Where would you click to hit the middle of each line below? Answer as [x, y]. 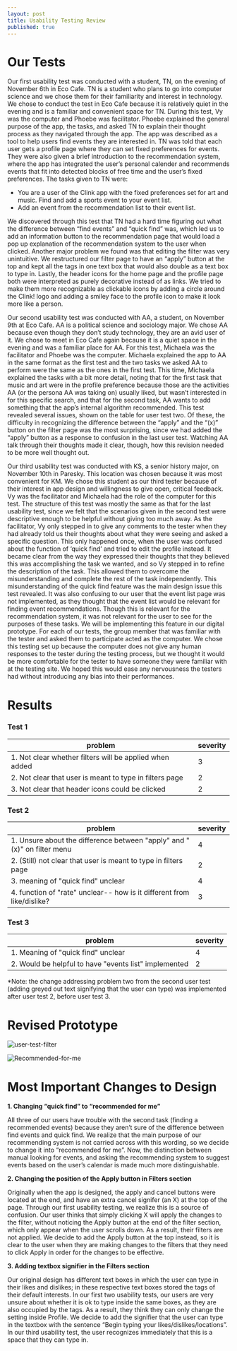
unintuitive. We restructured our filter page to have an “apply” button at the [116, 259]
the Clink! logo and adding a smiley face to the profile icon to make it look [114, 297]
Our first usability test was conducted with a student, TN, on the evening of [116, 81]
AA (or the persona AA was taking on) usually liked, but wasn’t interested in [117, 393]
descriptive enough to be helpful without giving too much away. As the [110, 519]
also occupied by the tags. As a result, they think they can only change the [116, 1310]
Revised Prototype [63, 1025]
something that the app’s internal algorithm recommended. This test [106, 407]
